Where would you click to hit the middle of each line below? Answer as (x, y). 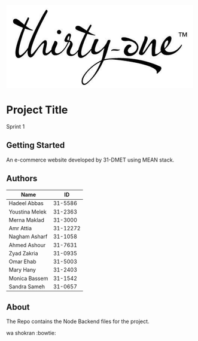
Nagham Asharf (28, 237)
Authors (22, 179)
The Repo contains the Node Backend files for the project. (78, 321)
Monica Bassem (28, 278)
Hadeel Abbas (26, 203)
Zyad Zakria (23, 253)
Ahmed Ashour (27, 245)
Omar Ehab (22, 261)
